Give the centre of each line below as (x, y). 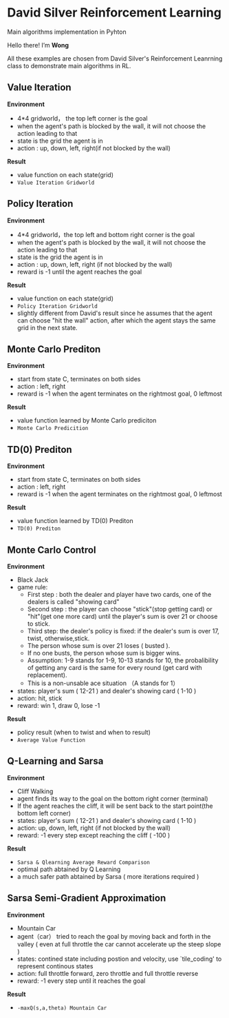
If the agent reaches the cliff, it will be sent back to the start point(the (115, 806)
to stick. (39, 624)
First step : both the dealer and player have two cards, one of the (119, 594)
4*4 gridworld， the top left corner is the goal (82, 118)
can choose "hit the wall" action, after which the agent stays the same (116, 320)
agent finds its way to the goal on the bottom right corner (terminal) (112, 798)
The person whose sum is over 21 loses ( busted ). (99, 645)
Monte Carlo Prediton (54, 349)
